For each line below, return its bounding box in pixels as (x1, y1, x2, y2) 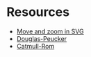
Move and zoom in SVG (16, 27, 84, 35)
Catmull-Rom (16, 42, 55, 50)
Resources (6, 4, 70, 20)
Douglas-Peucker (16, 34, 67, 42)
